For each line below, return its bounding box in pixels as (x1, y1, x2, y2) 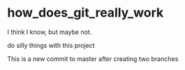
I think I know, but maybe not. (7, 28, 92, 36)
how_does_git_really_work (7, 5, 164, 21)
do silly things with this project (7, 41, 96, 49)
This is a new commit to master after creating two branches (7, 54, 179, 63)
